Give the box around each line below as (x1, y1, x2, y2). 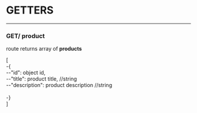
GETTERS (6, 4, 54, 17)
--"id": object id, (6, 69, 46, 77)
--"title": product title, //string (6, 75, 77, 82)
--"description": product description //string (6, 82, 113, 89)
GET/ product (6, 32, 45, 40)
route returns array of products (6, 45, 82, 52)
